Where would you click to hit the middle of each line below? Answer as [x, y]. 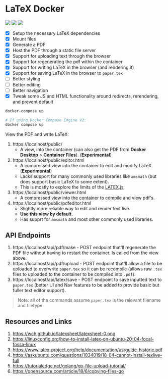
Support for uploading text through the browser [62, 56]
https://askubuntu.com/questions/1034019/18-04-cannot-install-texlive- [87, 355]
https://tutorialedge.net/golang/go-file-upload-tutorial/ [69, 366]
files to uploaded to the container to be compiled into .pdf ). [74, 274]
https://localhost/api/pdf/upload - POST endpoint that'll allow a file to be [87, 264]
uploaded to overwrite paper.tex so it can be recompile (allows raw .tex [87, 269]
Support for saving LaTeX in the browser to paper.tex [68, 73]
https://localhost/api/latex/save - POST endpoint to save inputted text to [87, 280]
